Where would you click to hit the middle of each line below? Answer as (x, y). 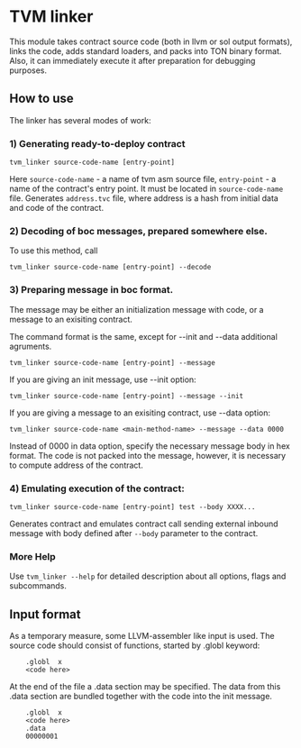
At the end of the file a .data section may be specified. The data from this (145, 687)
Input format (45, 614)
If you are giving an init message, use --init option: (103, 379)
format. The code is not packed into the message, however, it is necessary (148, 455)
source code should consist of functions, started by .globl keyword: (135, 645)
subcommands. (38, 586)
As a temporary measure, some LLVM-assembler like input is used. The (142, 636)
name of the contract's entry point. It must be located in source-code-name (146, 189)
